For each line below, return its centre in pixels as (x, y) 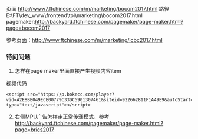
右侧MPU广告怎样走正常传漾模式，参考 (62, 117)
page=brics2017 (34, 130)
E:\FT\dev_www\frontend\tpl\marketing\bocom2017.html (74, 15)
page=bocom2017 (28, 28)
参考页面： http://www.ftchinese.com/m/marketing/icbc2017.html (85, 40)
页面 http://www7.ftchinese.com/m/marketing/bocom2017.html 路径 (88, 9)
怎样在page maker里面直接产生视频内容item (68, 71)
